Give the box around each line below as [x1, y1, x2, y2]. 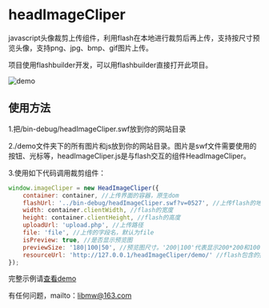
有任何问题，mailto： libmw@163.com [8, 290, 132, 301]
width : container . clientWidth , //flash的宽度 [22, 206, 174, 214]
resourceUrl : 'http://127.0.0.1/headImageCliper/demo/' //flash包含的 [22, 250, 260, 259]
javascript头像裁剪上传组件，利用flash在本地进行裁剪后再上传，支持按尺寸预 [8, 33, 260, 42]
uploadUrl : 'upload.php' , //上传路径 [22, 222, 144, 230]
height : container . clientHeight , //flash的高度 [22, 214, 181, 222]
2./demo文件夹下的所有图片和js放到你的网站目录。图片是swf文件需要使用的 [8, 141, 257, 150]
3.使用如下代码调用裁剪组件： [8, 168, 106, 178]
